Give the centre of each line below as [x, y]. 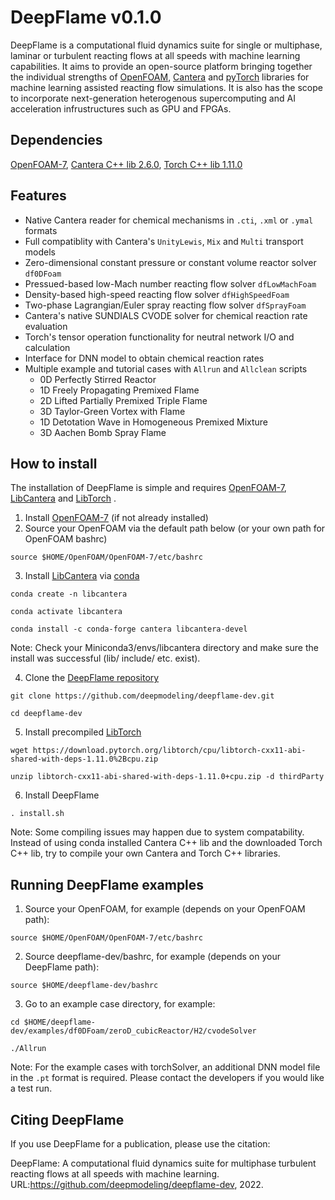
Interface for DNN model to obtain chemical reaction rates [144, 358]
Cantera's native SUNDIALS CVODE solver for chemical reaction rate [166, 315]
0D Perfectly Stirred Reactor [98, 379]
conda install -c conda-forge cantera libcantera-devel [129, 629]
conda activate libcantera [66, 612]
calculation [47, 347]
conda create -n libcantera [69, 594]
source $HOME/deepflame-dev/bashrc [84, 986]
